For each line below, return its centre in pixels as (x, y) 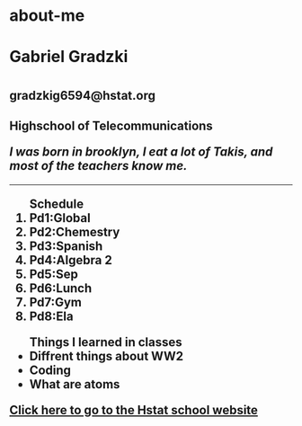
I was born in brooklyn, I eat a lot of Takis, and (141, 151)
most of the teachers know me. (98, 166)
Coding (50, 370)
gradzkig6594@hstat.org (82, 95)
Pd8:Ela (51, 316)
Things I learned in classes (106, 342)
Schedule (56, 204)
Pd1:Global (60, 218)
